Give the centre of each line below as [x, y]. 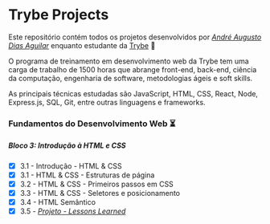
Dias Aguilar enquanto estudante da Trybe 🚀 [82, 45]
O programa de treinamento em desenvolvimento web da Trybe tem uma [129, 61]
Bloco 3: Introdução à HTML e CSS [67, 145]
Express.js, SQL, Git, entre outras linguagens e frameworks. [107, 102]
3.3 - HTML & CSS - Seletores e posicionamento [100, 193]
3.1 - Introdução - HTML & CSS [71, 165]
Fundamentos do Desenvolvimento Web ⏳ [92, 124]
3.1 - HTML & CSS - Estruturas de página [87, 175]
